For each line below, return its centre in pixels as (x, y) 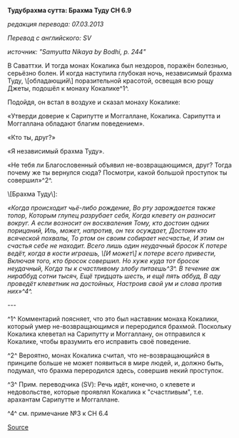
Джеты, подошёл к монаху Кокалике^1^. (68, 88)
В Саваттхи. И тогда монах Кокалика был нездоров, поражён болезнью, (118, 66)
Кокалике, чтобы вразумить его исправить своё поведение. (99, 341)
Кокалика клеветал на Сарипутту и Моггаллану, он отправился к (106, 334)
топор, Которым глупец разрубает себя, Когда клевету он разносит (112, 215)
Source (18, 427)
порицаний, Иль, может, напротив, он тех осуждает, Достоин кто (107, 230)
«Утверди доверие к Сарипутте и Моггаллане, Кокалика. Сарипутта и (114, 116)
